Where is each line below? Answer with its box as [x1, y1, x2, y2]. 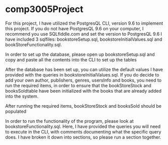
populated [5, 108, 27, 114]
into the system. [5, 93, 39, 99]
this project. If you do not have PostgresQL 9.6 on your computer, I [5, 25, 144, 31]
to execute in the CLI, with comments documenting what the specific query [5, 128, 161, 134]
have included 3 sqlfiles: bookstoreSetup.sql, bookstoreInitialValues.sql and [5, 36, 162, 42]
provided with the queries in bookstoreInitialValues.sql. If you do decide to [5, 71, 159, 78]
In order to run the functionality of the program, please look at [5, 118, 134, 124]
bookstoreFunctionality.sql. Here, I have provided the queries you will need [5, 123, 161, 129]
